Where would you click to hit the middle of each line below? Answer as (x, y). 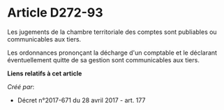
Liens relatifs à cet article (45, 73)
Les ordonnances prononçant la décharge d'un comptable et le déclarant (112, 53)
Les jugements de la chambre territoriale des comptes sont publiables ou (112, 32)
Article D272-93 (55, 13)
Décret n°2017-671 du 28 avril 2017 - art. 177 (81, 100)
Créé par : (21, 86)
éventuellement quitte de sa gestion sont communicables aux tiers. (104, 59)
